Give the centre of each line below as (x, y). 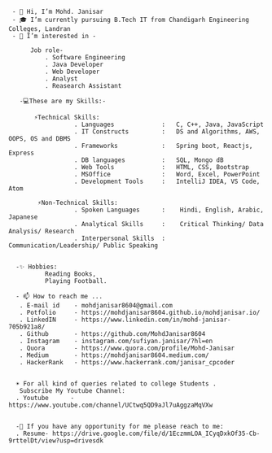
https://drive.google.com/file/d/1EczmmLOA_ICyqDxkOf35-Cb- (156, 433)
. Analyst (61, 79)
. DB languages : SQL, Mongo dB (149, 160)
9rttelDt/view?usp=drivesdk (56, 441)
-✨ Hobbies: (37, 267)
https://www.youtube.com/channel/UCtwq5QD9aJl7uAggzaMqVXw (111, 405)
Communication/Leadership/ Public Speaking (83, 246)
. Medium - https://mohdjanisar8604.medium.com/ (114, 355)
